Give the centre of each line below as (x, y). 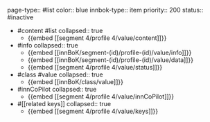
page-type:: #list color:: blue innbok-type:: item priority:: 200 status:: (105, 10)
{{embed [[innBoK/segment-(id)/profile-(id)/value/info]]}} (110, 52)
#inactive (20, 17)
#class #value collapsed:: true (60, 74)
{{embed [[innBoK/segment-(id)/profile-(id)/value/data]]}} (111, 60)
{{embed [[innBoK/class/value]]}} (75, 82)
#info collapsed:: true (47, 45)
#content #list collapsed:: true (60, 31)
